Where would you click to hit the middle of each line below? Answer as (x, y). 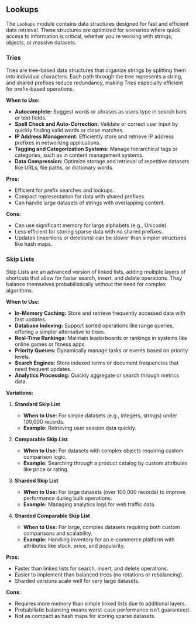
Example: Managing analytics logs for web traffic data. (90, 504)
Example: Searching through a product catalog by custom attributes (106, 463)
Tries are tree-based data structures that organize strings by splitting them (96, 70)
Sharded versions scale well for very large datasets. (77, 581)
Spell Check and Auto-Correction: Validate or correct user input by (96, 124)
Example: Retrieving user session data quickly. (80, 428)
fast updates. (30, 320)
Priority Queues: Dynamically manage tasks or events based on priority (101, 351)
